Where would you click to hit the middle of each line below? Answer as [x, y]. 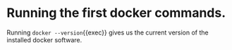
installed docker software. [44, 39]
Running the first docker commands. [116, 13]
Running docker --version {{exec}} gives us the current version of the [108, 32]
